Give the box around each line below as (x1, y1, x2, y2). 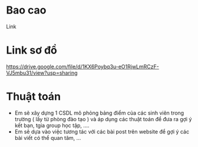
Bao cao (6, 4, 47, 17)
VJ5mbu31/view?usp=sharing (6, 69, 78, 76)
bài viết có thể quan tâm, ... (14, 134, 81, 141)
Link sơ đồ (6, 44, 57, 57)
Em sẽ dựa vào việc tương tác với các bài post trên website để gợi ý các (14, 128, 190, 135)
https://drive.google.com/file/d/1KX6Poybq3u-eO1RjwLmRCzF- (6, 63, 159, 70)
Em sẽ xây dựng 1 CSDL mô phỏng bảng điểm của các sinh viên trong (14, 109, 184, 116)
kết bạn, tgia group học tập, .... (14, 122, 90, 129)
